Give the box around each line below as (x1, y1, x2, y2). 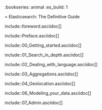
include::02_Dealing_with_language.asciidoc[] (4, 62, 98, 67)
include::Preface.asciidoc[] (4, 33, 60, 38)
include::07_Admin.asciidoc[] (4, 100, 63, 106)
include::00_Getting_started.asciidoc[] (4, 42, 82, 48)
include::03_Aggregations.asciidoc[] (4, 71, 78, 77)
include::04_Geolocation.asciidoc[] (4, 81, 75, 86)
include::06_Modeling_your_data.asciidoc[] (4, 90, 92, 96)
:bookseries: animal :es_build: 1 (4, 4, 68, 10)
